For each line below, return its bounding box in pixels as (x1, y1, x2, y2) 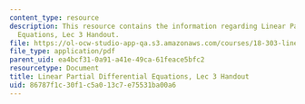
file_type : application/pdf (9, 47, 116, 56)
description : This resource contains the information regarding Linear (9, 22, 286, 31)
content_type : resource (9, 13, 100, 23)
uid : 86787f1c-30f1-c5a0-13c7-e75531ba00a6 (9, 80, 177, 90)
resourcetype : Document (9, 64, 100, 73)
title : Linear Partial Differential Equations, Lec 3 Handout (9, 72, 250, 81)
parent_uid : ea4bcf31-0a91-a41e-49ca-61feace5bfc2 (9, 55, 205, 64)
